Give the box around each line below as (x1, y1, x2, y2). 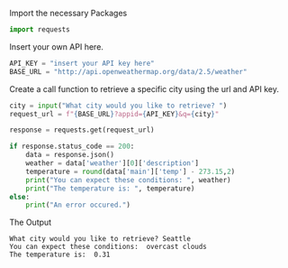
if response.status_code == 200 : (9, 142, 135, 152)
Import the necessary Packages (9, 8, 128, 18)
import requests (9, 25, 70, 34)
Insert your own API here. (9, 41, 103, 52)
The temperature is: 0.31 (9, 250, 111, 260)
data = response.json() (25, 151, 115, 160)
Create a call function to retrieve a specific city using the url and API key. (9, 83, 279, 94)
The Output (9, 217, 52, 228)
